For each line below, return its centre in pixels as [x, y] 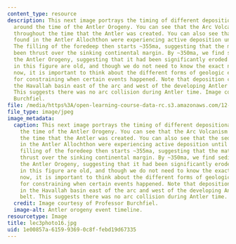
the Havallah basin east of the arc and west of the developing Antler [121, 86]
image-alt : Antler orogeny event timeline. [78, 210]
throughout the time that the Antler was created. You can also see [116, 33]
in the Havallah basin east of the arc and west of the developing [120, 191]
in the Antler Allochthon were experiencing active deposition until [124, 145]
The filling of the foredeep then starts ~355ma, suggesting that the [119, 46]
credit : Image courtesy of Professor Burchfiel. [86, 204]
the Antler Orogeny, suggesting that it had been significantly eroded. [122, 60]
